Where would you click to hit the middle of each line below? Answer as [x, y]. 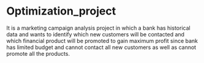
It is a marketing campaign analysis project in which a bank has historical [99, 28]
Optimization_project [61, 11]
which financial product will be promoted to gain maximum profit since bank [102, 41]
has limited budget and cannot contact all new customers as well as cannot [101, 47]
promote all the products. [38, 53]
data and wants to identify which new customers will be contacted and [96, 34]
